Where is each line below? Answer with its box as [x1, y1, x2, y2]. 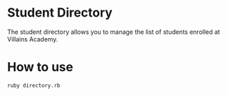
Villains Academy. [7, 35, 58, 43]
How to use [7, 59, 74, 75]
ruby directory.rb [7, 81, 60, 89]
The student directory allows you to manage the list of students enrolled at [7, 28, 220, 36]
